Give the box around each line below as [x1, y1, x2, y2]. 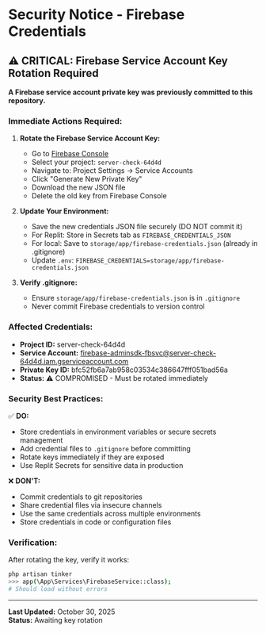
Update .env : [31, 255, 74, 265]
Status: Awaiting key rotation [8, 615, 103, 624]
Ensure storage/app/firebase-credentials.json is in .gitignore [31, 293, 240, 303]
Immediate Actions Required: [8, 115, 123, 126]
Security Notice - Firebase [8, 6, 185, 24]
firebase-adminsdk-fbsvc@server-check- [80, 347, 216, 358]
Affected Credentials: [8, 321, 93, 332]
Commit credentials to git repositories [19, 492, 143, 501]
